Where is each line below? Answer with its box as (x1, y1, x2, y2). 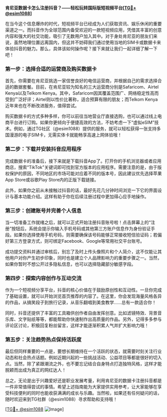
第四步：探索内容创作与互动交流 (5, 275, 82, 281)
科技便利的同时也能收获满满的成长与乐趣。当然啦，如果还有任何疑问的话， (9, 390, 162, 396)
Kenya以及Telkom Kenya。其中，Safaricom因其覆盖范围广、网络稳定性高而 (5, 90, 159, 96)
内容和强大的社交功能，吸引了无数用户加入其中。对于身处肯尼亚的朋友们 (5, 33, 153, 39)
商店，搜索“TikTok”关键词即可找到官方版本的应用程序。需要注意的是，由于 (5, 164, 158, 170)
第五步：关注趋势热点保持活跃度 (5, 336, 82, 343)
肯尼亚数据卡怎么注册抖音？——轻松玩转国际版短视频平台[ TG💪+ (5, 5, 137, 10)
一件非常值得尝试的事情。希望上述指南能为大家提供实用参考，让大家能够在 (5, 384, 158, 390)
